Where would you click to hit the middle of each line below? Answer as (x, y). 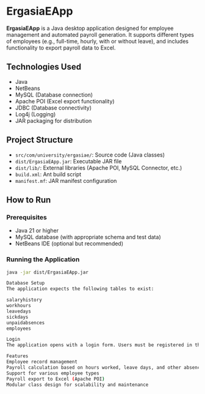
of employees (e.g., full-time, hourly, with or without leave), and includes (98, 41)
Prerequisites (27, 217)
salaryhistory (24, 300)
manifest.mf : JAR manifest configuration (66, 180)
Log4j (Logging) (35, 114)
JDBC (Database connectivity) (53, 108)
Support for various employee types (53, 373)
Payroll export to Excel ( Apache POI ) (56, 379)
